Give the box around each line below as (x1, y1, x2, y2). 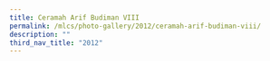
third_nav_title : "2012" (9, 38, 103, 48)
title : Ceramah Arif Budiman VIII (9, 13, 140, 22)
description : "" (9, 30, 71, 39)
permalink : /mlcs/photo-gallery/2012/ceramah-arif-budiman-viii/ (9, 22, 261, 30)
